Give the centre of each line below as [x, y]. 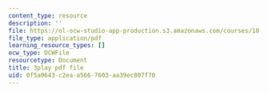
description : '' [35, 23]
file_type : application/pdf [55, 38]
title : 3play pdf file [46, 68]
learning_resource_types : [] [57, 46]
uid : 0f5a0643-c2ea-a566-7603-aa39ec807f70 [82, 75]
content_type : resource [48, 16]
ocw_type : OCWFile [39, 53]
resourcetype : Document [48, 61]
